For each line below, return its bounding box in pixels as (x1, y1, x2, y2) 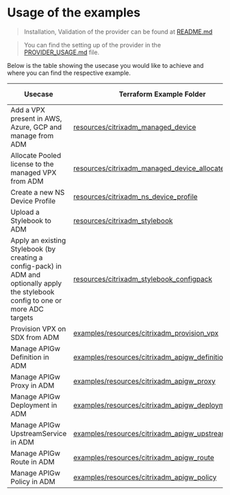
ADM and (10, 270, 41, 279)
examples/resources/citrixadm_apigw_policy (73, 472, 217, 482)
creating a (10, 253, 43, 262)
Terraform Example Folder (118, 89, 207, 99)
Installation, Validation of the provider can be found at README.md (23, 27, 213, 36)
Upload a (10, 207, 40, 217)
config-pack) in (10, 261, 62, 270)
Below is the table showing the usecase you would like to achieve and (7, 61, 204, 69)
